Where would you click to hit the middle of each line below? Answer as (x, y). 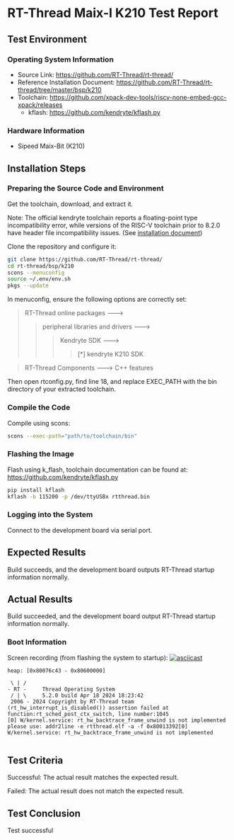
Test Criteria (35, 760)
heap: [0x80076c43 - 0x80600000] (57, 671)
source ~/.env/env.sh (39, 279)
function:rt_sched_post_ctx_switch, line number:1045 (88, 714)
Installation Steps (47, 168)
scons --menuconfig (36, 273)
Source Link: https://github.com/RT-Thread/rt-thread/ (95, 74)
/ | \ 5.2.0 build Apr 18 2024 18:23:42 (77, 696)
